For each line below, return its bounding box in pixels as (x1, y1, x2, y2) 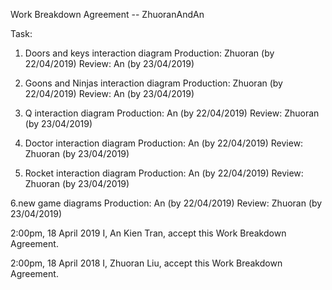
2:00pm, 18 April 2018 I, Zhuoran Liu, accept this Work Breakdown (10, 257, 283, 269)
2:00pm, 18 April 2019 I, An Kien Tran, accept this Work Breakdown (10, 227, 287, 239)
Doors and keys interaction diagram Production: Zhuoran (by (24, 47, 275, 59)
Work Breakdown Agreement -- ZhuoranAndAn (10, 9, 205, 20)
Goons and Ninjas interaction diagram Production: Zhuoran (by (24, 77, 283, 89)
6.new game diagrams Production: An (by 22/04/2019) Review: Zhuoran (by (10, 197, 323, 209)
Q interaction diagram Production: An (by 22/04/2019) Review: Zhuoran (24, 107, 320, 119)
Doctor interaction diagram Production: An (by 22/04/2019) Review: (24, 137, 304, 149)
